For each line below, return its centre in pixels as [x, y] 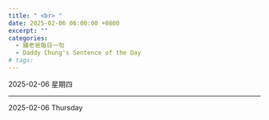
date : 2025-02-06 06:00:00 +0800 [64, 23]
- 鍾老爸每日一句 [40, 46]
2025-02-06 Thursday [46, 107]
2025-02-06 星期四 [40, 84]
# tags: [21, 61]
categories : [28, 38]
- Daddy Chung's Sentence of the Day [78, 53]
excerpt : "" [28, 30]
